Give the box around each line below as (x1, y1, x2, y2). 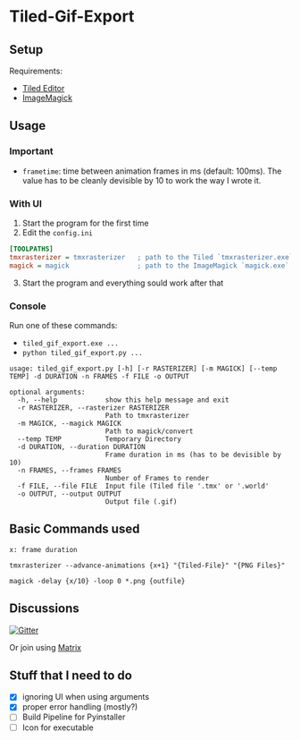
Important (9, 145, 54, 157)
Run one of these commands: (9, 319, 118, 330)
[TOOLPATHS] (9, 244, 54, 253)
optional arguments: (9, 387, 87, 396)
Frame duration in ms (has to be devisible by (104, 450, 281, 459)
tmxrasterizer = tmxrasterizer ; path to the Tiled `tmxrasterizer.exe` (9, 252, 294, 261)
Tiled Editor (21, 83, 65, 93)
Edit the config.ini (21, 226, 94, 238)
